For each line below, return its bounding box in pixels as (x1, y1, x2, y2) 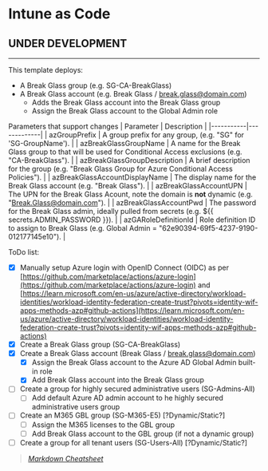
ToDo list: (8, 247, 40, 256)
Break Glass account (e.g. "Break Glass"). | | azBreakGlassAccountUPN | (8, 181, 247, 190)
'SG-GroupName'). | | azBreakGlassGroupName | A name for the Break (8, 139, 241, 148)
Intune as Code (8, 5, 111, 23)
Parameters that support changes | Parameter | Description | (8, 121, 207, 131)
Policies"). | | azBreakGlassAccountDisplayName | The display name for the (8, 172, 257, 182)
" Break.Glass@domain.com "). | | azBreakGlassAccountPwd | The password (8, 198, 257, 208)
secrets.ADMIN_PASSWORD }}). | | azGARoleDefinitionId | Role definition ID (8, 215, 256, 224)
